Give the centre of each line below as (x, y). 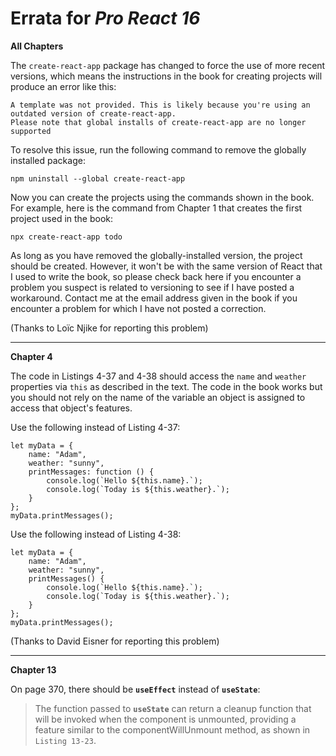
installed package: (48, 160)
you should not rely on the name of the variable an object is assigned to (158, 397)
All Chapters (37, 46)
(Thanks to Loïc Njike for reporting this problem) (109, 328)
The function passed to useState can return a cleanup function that (173, 708)
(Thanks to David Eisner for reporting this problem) (115, 641)
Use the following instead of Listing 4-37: (95, 427)
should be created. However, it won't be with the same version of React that (166, 266)
